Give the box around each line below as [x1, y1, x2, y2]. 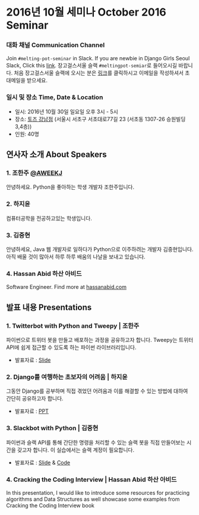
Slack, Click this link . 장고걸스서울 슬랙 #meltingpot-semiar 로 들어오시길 [6, 62, 177, 69]
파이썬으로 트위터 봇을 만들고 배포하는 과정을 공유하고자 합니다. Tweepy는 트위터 [6, 337, 194, 344]
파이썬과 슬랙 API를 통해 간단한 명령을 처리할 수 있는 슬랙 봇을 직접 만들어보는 [6, 439, 185, 446]
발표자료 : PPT [14, 408, 49, 415]
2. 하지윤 [6, 200, 31, 208]
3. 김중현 [6, 231, 31, 239]
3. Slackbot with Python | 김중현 [6, 424, 99, 433]
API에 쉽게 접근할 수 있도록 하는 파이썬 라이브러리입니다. [6, 344, 137, 351]
